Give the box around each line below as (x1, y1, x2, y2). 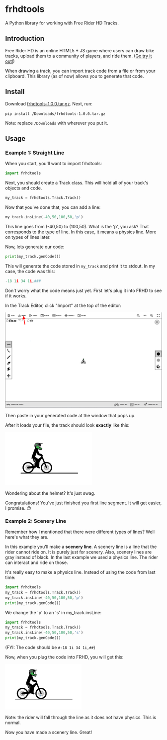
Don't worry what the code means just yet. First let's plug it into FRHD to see (5, 287, 162, 293)
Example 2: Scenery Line (5, 517, 67, 524)
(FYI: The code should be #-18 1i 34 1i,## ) (5, 645, 95, 650)
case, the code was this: (5, 268, 55, 274)
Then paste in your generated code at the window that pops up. (5, 412, 136, 418)
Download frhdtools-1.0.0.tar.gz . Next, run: (5, 100, 93, 106)
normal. (5, 720, 21, 726)
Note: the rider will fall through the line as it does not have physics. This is (5, 715, 157, 721)
